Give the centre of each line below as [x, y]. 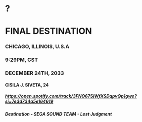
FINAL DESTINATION [49, 31]
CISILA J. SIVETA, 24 [27, 85]
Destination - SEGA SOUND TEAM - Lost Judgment [59, 114]
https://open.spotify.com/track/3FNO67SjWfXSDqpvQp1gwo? [71, 96]
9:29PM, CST [22, 60]
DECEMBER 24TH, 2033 [35, 73]
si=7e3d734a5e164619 [29, 101]
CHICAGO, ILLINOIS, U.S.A [37, 46]
